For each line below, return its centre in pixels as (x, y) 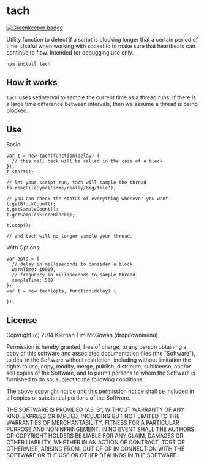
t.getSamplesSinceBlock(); (41, 215)
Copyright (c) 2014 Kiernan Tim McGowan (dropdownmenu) (82, 335)
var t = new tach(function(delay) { (53, 156)
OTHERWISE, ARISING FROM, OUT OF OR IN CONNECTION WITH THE (96, 449)
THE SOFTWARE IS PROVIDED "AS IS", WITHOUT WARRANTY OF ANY (96, 410)
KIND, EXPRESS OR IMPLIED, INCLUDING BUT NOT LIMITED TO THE (93, 416)
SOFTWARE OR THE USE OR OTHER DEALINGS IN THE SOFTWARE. (92, 455)
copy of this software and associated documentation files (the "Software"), (101, 354)
